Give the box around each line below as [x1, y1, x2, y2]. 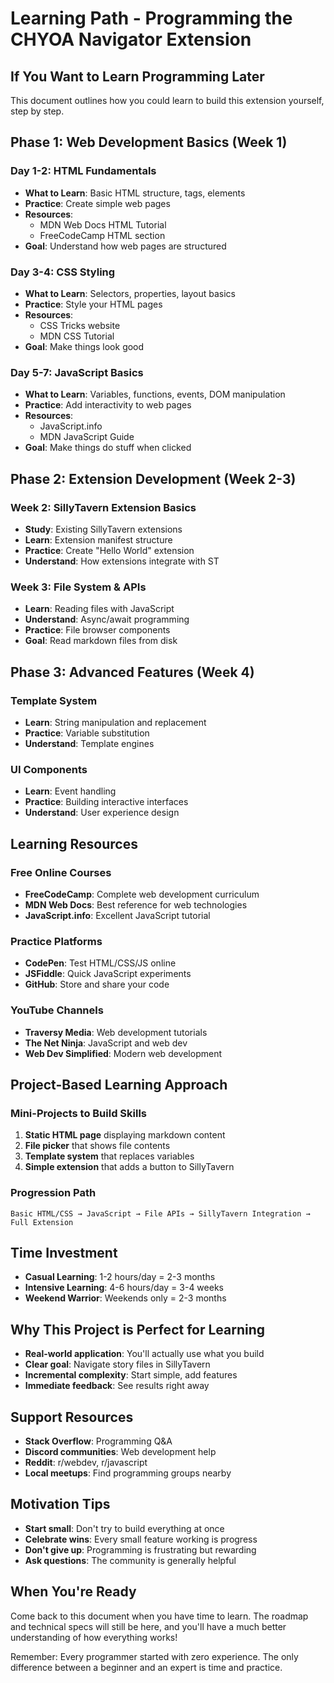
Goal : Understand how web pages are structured [24, 240, 227, 252]
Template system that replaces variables [24, 1150, 195, 1162]
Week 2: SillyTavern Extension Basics [10, 500, 197, 514]
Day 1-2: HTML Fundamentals [10, 164, 157, 178]
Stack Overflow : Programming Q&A [24, 1435, 173, 1447]
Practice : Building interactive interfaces [24, 796, 189, 808]
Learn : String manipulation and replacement [24, 716, 207, 728]
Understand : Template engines [24, 737, 155, 749]
